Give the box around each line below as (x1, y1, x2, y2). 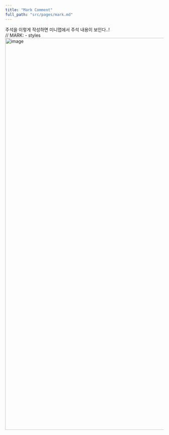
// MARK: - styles (5, 32, 41, 38)
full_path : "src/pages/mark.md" (5, 12, 73, 17)
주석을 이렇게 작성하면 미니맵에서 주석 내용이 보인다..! (5, 26, 110, 33)
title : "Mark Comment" (5, 7, 53, 13)
